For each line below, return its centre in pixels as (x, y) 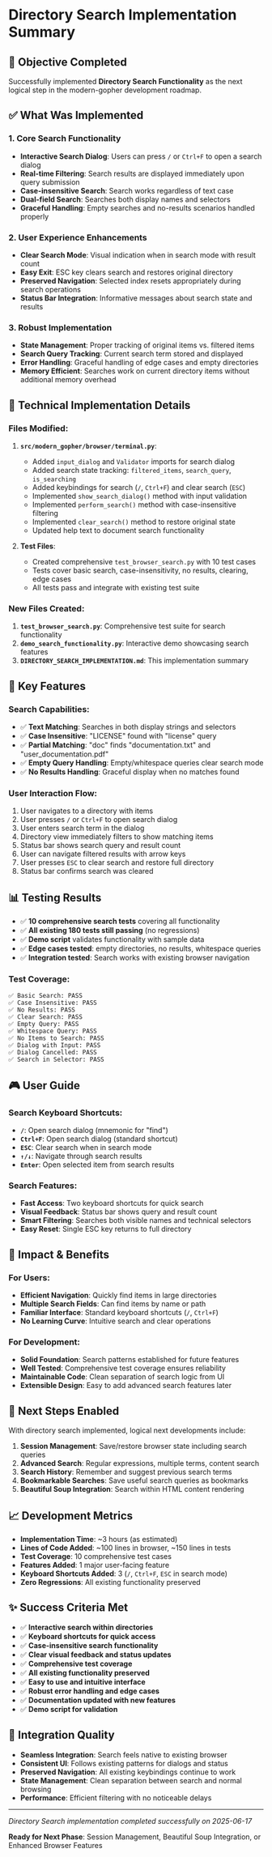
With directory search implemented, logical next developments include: (127, 1430)
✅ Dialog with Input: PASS (55, 1046)
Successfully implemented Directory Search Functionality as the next (125, 81)
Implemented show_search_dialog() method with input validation (140, 496)
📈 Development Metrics (71, 1516)
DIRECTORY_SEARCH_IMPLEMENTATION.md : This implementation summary (134, 661)
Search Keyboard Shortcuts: (66, 1113)
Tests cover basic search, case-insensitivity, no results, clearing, (140, 570)
